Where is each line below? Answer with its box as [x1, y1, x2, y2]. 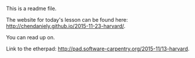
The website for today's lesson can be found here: [6, 16, 128, 23]
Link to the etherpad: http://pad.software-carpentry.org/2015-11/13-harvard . [6, 45, 190, 52]
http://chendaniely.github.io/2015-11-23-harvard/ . [6, 23, 126, 29]
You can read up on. [6, 34, 55, 40]
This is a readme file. [6, 5, 57, 12]
